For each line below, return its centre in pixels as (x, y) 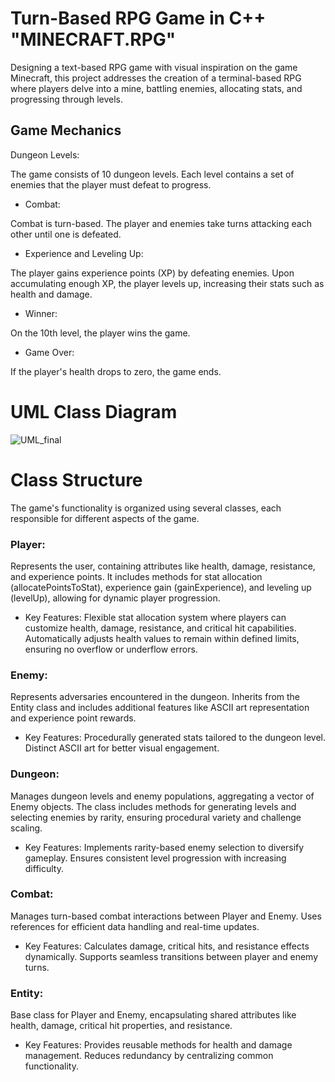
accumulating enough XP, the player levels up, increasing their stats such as (167, 283)
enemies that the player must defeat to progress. (111, 184)
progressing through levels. (66, 99)
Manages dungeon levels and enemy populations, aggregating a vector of (162, 796)
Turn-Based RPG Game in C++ (138, 18)
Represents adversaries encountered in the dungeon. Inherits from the (155, 697)
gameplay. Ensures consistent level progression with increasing (155, 858)
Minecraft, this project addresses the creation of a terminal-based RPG (156, 78)
